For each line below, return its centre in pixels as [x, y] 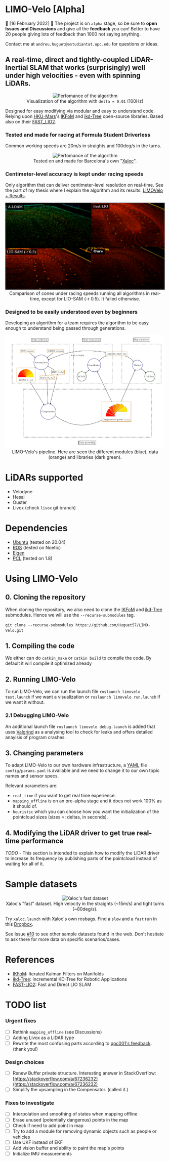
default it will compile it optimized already [49, 663]
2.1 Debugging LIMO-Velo [37, 715]
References [30, 960]
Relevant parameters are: [32, 786]
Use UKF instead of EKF [38, 1142]
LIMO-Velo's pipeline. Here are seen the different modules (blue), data [85, 452]
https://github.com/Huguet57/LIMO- [113, 625]
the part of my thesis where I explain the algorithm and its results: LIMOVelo [84, 190]
